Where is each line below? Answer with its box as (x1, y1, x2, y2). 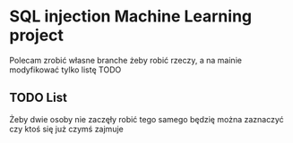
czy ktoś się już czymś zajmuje (9, 123, 124, 134)
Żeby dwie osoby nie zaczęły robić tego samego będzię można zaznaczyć (9, 114, 284, 124)
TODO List (9, 90, 67, 105)
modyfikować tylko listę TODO (9, 64, 122, 75)
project (9, 25, 65, 46)
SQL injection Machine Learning (9, 6, 253, 27)
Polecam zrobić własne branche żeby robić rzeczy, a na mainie (9, 55, 242, 65)
